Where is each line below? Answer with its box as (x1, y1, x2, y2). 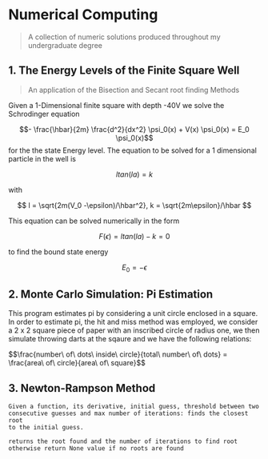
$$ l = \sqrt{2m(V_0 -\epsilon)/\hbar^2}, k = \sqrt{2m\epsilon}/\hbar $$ (17, 200, 252, 210)
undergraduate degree (27, 40, 102, 50)
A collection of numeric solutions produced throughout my (27, 32, 222, 42)
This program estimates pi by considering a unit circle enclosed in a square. (8, 309, 258, 318)
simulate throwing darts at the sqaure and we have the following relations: (8, 334, 252, 344)
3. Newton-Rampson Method (8, 381, 156, 395)
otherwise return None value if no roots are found (8, 445, 184, 453)
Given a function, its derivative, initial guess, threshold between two (8, 402, 260, 411)
